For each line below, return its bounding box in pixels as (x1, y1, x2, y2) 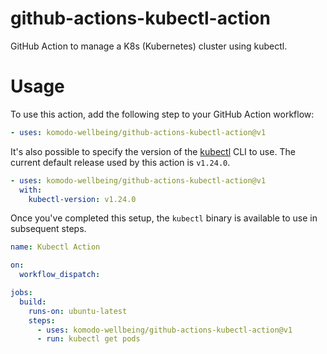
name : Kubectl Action (10, 242, 101, 252)
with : (19, 185, 43, 195)
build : (19, 297, 47, 307)
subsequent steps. (10, 223, 87, 235)
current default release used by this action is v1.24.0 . (10, 156, 231, 168)
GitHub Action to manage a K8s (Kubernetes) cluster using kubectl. (10, 40, 288, 52)
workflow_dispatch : (19, 270, 101, 280)
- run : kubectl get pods (36, 334, 141, 344)
